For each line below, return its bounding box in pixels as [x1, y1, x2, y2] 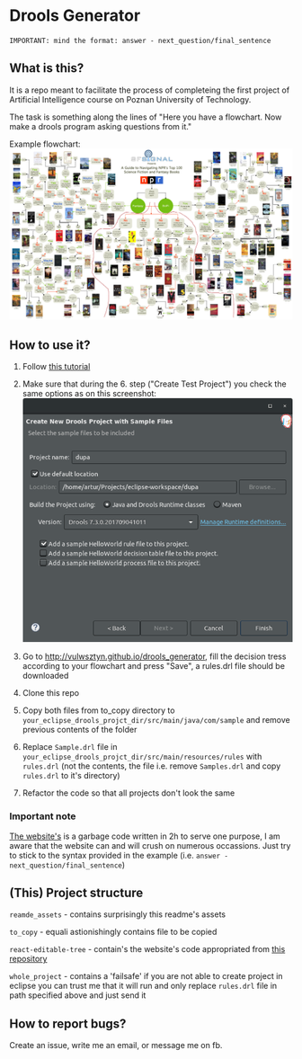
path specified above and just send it [9, 990, 147, 1001]
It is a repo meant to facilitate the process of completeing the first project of [9, 85, 290, 95]
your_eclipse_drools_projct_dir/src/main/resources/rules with [22, 752, 262, 762]
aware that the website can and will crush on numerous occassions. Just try [9, 840, 291, 850]
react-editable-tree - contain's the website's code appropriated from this [9, 944, 286, 955]
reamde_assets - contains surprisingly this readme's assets [9, 909, 226, 920]
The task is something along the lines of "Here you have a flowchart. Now [9, 111, 282, 122]
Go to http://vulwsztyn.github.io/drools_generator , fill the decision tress [22, 651, 287, 662]
